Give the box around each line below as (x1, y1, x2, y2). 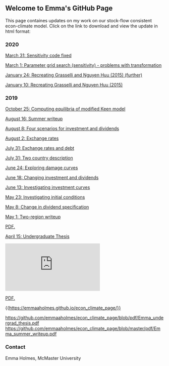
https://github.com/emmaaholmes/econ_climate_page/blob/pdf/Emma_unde (5, 315, 164, 321)
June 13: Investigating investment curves (5, 184, 90, 190)
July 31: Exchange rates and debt (5, 145, 75, 151)
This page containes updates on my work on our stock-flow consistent (5, 17, 152, 23)
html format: (5, 28, 31, 34)
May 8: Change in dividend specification (5, 204, 89, 210)
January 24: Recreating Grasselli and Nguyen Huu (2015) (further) (5, 72, 143, 78)
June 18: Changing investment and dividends (5, 175, 99, 181)
